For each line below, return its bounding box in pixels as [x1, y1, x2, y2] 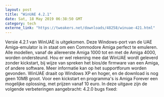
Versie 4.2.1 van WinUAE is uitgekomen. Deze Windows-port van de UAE [5, 39, 153, 45]
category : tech [5, 21, 36, 26]
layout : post [5, 7, 32, 12]
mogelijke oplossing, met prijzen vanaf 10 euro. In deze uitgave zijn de [5, 81, 148, 87]
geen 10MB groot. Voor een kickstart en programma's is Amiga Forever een [5, 76, 158, 82]
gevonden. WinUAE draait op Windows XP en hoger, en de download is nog [5, 70, 159, 76]
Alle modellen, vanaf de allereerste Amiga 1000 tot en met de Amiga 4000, [5, 50, 157, 56]
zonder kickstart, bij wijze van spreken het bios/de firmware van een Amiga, [5, 60, 160, 66]
